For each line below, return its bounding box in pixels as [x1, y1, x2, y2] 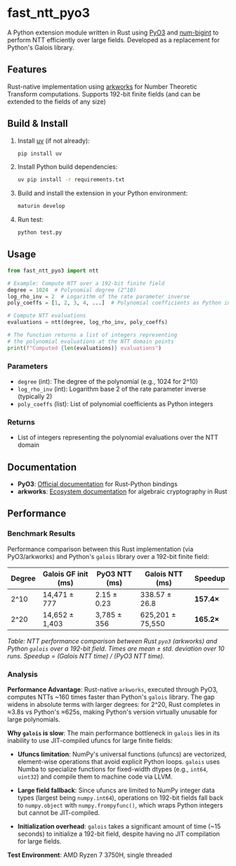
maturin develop [17, 203, 65, 210]
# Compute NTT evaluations [7, 312, 86, 320]
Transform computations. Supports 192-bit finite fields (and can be [7, 89, 201, 98]
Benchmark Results [7, 529, 76, 539]
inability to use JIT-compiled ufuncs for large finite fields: [7, 736, 173, 745]
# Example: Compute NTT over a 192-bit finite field [7, 280, 165, 287]
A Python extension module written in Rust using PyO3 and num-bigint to [7, 28, 219, 37]
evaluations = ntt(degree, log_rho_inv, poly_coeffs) [7, 319, 169, 326]
